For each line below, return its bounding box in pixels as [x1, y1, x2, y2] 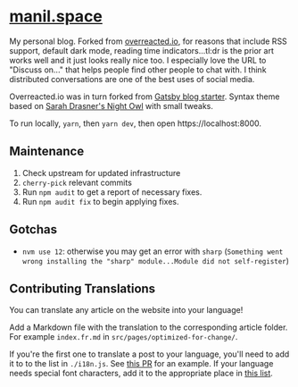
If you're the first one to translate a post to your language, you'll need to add [9, 349, 290, 359]
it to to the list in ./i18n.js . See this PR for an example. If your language [9, 358, 274, 369]
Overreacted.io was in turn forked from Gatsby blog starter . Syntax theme [9, 91, 280, 102]
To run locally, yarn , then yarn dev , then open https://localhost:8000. [9, 118, 261, 129]
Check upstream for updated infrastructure [21, 167, 181, 178]
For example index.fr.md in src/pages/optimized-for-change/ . [9, 332, 238, 342]
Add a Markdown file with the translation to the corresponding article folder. [9, 322, 288, 332]
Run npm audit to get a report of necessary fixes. [21, 186, 203, 198]
